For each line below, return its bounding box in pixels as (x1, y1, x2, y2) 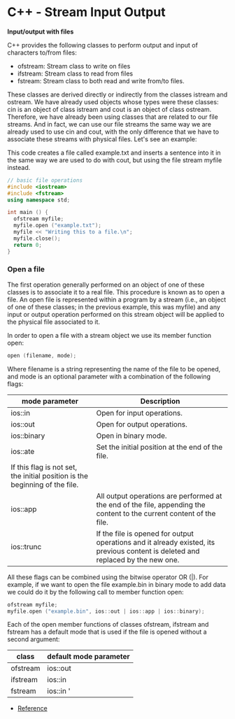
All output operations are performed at (96, 491, 222, 501)
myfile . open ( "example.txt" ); (13, 222, 101, 229)
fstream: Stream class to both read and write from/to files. (17, 76, 185, 85)
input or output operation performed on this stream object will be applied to (7, 310, 225, 318)
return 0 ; (13, 241, 42, 248)
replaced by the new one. (96, 555, 180, 564)
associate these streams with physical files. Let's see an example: (7, 134, 197, 143)
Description (140, 396, 180, 406)
